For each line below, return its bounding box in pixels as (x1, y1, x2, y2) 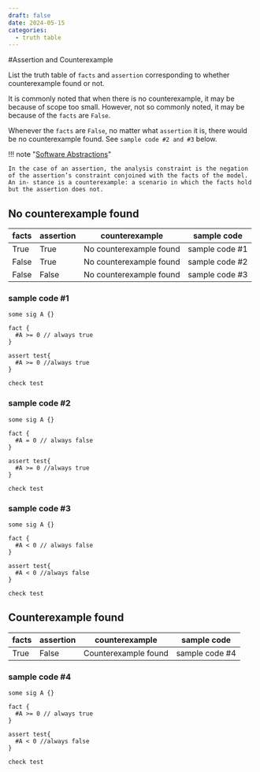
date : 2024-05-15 (8, 19, 65, 27)
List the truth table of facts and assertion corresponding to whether (8, 70, 230, 80)
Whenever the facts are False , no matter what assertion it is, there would (8, 126, 248, 135)
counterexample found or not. (8, 79, 105, 88)
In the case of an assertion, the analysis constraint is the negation (8, 165, 248, 173)
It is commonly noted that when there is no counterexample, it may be (8, 94, 235, 103)
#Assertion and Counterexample (8, 55, 113, 65)
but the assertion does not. (8, 186, 104, 194)
